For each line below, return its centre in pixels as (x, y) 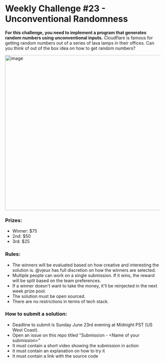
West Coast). (25, 330)
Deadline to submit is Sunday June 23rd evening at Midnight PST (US (82, 325)
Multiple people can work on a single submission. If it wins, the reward (83, 275)
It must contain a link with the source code (55, 356)
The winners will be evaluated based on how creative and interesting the (85, 265)
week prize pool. (29, 291)
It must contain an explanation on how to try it (58, 351)
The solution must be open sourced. (49, 296)
